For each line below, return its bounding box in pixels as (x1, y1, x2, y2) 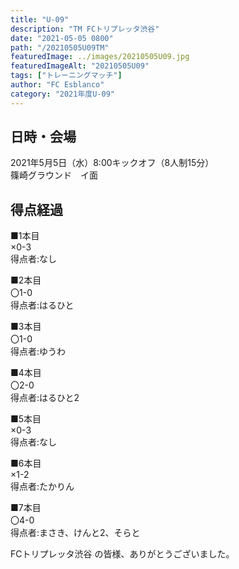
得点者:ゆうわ (10, 346, 67, 358)
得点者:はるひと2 (10, 392, 80, 404)
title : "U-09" (10, 14, 70, 25)
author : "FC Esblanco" (10, 80, 105, 90)
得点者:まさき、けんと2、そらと (10, 527, 141, 539)
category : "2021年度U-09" (10, 89, 115, 99)
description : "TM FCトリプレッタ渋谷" (10, 24, 160, 34)
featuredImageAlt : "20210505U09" (10, 61, 150, 71)
